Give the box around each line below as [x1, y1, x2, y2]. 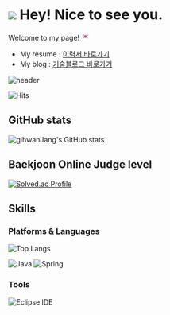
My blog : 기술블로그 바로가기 [19, 59, 113, 68]
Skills [8, 201, 36, 216]
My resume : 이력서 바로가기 [19, 49, 110, 59]
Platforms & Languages [8, 225, 100, 236]
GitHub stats [8, 114, 72, 127]
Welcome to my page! [8, 33, 80, 42]
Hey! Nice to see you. [19, 6, 164, 24]
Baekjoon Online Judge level [8, 157, 153, 172]
